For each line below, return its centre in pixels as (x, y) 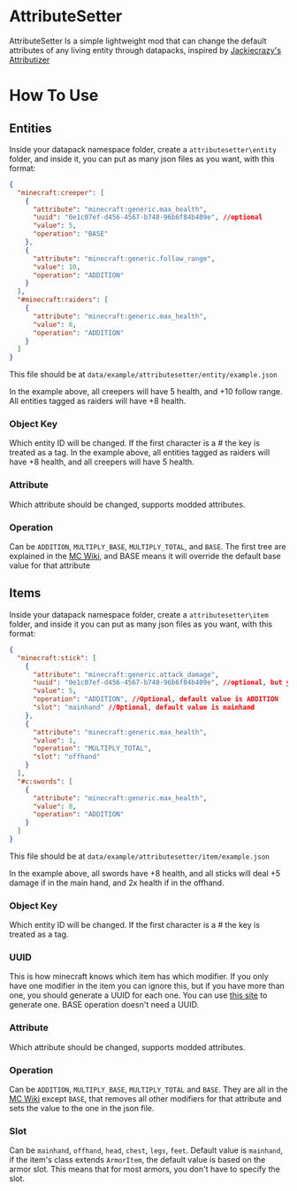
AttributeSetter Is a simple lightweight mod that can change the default (138, 41)
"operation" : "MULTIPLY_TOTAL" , (92, 749)
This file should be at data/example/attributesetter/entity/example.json (144, 375)
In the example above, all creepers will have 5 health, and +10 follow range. (146, 392)
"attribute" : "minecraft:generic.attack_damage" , (126, 674)
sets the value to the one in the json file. (82, 1109)
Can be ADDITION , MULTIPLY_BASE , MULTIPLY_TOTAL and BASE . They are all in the (148, 1090)
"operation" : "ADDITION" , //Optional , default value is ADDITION (155, 699)
